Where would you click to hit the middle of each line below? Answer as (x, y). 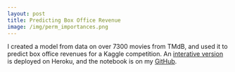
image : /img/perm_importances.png (58, 27)
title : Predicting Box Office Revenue (64, 20)
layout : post (26, 14)
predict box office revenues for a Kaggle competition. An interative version (115, 54)
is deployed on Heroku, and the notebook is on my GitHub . (92, 62)
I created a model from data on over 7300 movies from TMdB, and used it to (118, 47)
